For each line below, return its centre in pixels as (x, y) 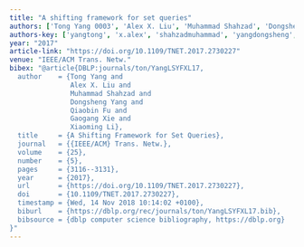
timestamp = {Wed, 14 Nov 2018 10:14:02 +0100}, (111, 203)
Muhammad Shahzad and (111, 93)
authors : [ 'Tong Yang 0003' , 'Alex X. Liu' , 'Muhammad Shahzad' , (135, 26)
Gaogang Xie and (100, 119)
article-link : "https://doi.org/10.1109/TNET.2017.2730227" (125, 52)
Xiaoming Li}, (97, 128)
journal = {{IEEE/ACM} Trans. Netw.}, (95, 144)
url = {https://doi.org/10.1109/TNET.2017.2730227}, (131, 186)
